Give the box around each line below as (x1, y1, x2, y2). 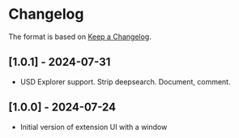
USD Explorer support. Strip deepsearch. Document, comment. (19, 76, 231, 86)
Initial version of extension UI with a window (19, 122, 168, 132)
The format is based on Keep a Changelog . (8, 32, 152, 41)
